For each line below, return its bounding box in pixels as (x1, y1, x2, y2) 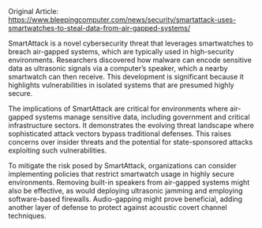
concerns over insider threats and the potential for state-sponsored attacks (8, 138, 253, 146)
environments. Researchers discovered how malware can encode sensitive (8, 55, 253, 64)
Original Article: (8, 7, 59, 16)
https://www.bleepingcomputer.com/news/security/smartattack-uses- (8, 15, 237, 24)
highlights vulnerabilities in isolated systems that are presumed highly (8, 80, 234, 90)
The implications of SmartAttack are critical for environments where (8, 104, 229, 113)
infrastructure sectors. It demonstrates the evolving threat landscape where (8, 121, 254, 130)
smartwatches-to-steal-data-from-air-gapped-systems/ (8, 24, 191, 32)
